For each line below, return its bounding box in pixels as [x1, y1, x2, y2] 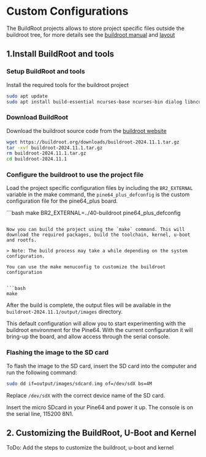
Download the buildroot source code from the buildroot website [6, 127, 167, 134]
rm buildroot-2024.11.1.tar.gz [6, 150, 86, 157]
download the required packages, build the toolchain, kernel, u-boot [6, 232, 191, 238]
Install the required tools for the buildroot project [6, 81, 129, 88]
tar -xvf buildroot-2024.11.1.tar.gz [6, 145, 103, 151]
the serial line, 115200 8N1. [6, 410, 74, 417]
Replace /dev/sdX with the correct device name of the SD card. [6, 391, 166, 399]
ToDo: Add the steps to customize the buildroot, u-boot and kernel [6, 444, 174, 451]
